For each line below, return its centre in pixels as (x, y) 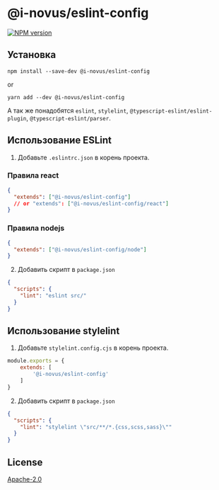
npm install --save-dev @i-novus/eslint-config (79, 71)
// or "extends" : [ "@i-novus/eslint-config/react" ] (91, 203)
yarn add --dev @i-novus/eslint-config (66, 97)
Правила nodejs (36, 228)
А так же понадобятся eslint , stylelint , (68, 110)
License (25, 462)
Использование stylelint (64, 331)
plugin (17, 118)
